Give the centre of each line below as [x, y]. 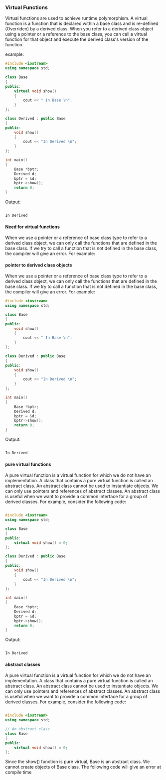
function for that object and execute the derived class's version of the [77, 39]
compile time [18, 772]
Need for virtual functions [32, 227]
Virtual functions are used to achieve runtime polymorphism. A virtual [77, 18]
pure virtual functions [28, 464]
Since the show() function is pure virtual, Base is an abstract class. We [78, 762]
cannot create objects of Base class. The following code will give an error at [83, 767]
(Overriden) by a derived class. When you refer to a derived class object [79, 29]
